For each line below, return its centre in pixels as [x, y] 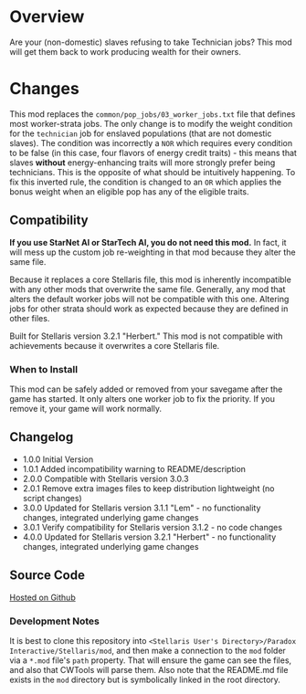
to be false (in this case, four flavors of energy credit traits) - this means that [153, 152]
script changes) [52, 498]
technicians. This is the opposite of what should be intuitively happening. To [153, 172]
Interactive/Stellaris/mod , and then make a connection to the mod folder [148, 650]
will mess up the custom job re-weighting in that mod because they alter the [153, 252]
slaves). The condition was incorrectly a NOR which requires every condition [151, 142]
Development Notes [55, 621]
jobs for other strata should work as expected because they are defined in [149, 309]
